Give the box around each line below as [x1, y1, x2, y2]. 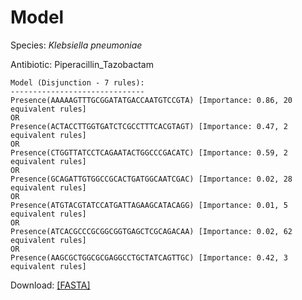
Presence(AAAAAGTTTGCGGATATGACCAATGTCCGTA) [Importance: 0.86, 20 [10, 95, 293, 105]
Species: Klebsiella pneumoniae [10, 39, 143, 51]
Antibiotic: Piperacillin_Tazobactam [10, 58, 154, 70]
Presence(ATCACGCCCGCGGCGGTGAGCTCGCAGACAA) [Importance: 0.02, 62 [10, 226, 293, 236]
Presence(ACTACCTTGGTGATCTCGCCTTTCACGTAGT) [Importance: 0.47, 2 [10, 121, 288, 131]
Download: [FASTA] [10, 279, 91, 291]
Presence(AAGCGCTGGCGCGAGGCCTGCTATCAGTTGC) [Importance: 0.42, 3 [10, 252, 288, 263]
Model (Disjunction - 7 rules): [10, 77, 145, 88]
